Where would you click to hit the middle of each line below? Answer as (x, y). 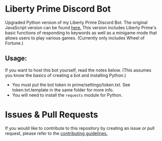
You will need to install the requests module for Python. (67, 95)
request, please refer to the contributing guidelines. (57, 133)
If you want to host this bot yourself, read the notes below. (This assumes (78, 70)
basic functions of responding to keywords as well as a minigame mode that (81, 33)
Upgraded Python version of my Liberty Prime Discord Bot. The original (76, 22)
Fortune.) (14, 43)
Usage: (16, 59)
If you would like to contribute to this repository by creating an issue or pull (80, 128)
